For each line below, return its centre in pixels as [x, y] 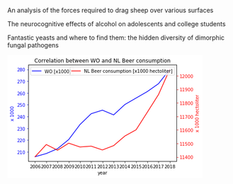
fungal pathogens [33, 45]
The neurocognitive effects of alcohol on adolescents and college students [116, 24]
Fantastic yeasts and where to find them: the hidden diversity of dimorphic [116, 38]
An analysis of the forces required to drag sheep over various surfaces [110, 10]
